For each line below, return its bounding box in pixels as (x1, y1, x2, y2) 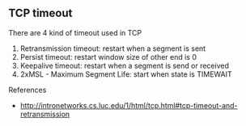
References (8, 85, 47, 94)
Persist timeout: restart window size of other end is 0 (19, 52, 197, 61)
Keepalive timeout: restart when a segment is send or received (19, 61, 229, 70)
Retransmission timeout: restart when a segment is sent (19, 44, 206, 53)
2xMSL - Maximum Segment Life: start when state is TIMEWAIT (19, 69, 232, 79)
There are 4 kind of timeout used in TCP (8, 27, 142, 37)
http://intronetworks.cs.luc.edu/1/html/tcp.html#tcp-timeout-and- (19, 100, 238, 110)
